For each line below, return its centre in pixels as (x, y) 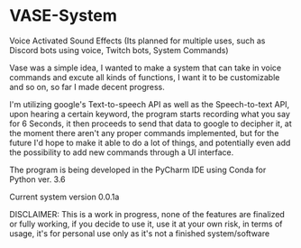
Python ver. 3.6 (37, 179)
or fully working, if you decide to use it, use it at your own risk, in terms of (146, 224)
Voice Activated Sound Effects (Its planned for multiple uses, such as (137, 41)
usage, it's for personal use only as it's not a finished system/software (140, 233)
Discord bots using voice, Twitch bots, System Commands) (119, 50)
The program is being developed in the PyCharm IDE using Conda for (138, 170)
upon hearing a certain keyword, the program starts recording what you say (150, 114)
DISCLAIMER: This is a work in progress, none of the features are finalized (147, 214)
